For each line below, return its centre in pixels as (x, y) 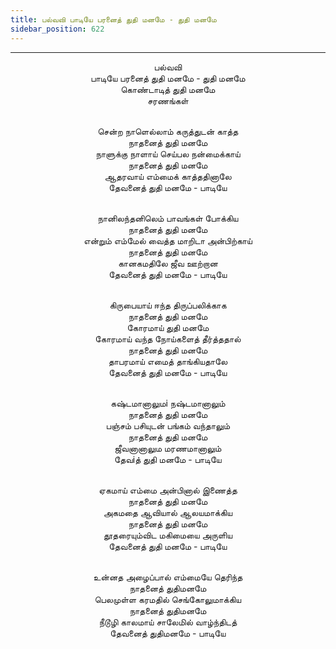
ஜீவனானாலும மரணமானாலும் (168, 448)
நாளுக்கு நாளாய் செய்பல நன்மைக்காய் (168, 153)
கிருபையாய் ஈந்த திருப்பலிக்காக (168, 305)
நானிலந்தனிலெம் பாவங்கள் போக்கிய (168, 218)
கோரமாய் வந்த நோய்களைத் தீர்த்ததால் (168, 338)
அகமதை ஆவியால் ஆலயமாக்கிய (168, 512)
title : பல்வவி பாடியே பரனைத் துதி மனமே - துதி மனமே (113, 19)
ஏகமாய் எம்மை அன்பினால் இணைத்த (168, 490)
